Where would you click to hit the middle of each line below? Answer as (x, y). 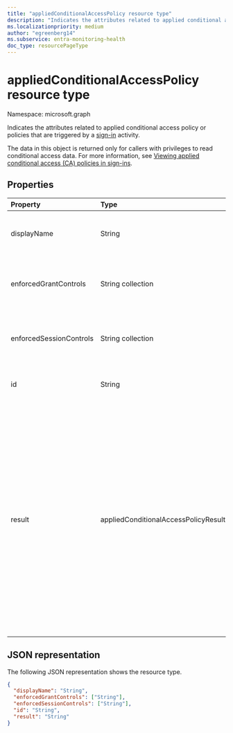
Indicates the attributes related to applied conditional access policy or (107, 127)
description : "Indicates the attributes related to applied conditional (114, 20)
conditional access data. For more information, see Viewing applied (103, 155)
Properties (31, 185)
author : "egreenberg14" (42, 33)
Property (26, 204)
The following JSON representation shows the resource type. (95, 672)
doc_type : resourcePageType (48, 46)
